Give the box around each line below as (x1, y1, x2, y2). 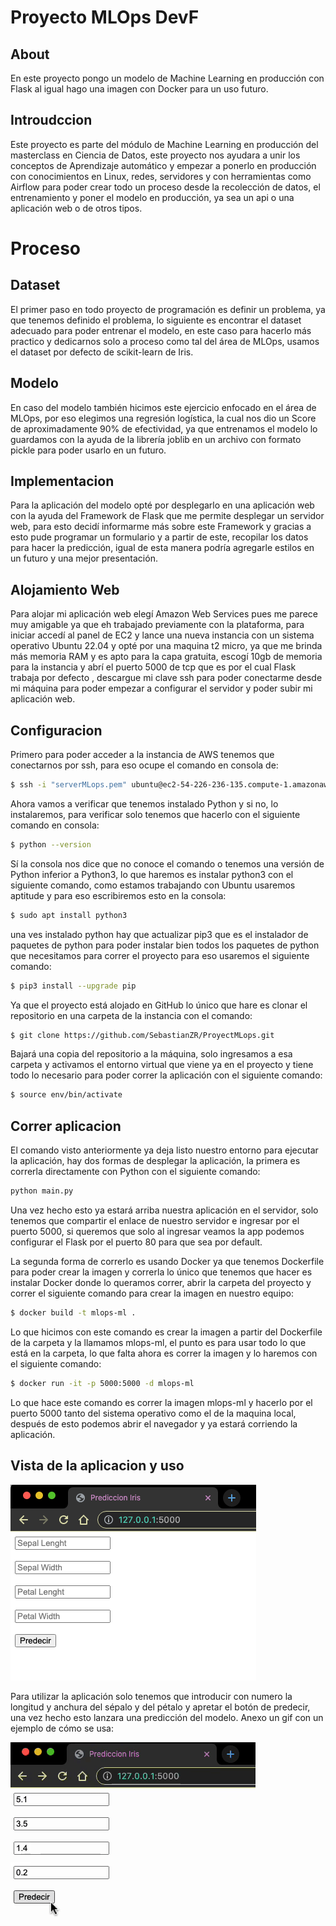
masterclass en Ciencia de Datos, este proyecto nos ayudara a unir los (10, 149, 301, 161)
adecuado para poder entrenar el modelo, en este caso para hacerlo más (10, 324, 312, 336)
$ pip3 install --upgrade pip (10, 981, 137, 991)
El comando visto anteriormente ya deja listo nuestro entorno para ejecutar (10, 1144, 319, 1156)
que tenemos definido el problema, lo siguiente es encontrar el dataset (10, 314, 302, 326)
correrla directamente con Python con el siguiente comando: (10, 1166, 261, 1178)
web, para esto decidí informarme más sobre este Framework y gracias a (10, 521, 312, 533)
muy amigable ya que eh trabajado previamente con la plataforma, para (10, 619, 305, 631)
